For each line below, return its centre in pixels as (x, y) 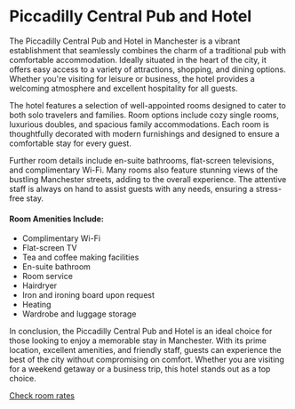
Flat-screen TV (49, 248)
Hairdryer (40, 285)
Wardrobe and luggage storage (79, 314)
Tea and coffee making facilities (80, 257)
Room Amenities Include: (57, 219)
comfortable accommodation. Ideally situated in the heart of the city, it (138, 60)
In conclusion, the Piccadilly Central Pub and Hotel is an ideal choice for (141, 332)
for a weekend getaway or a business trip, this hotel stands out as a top (140, 369)
